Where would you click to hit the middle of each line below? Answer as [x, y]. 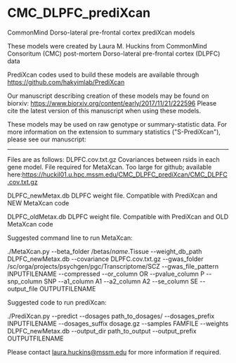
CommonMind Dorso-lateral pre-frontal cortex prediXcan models [101, 32]
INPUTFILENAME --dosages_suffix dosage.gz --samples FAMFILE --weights [118, 323]
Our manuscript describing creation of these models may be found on [108, 96]
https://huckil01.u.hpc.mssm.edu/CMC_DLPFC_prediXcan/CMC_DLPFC [125, 174]
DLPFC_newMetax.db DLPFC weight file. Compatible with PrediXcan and [112, 196]
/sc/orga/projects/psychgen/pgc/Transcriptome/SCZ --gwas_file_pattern [113, 266]
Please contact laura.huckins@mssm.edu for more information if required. [114, 352]
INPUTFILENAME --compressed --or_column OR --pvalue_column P [106, 274]
